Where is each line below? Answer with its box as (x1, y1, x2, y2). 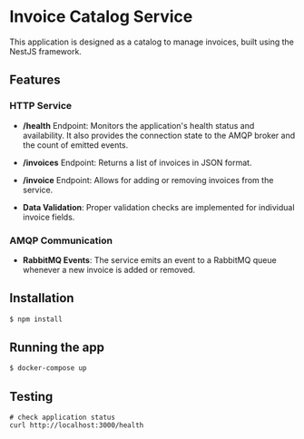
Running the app (9, 340, 104, 355)
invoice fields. (22, 211, 75, 222)
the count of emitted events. (22, 139, 129, 151)
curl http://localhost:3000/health (9, 421, 144, 430)
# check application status (9, 413, 116, 423)
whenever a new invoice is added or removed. (22, 264, 196, 275)
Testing (9, 388, 54, 405)
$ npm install (9, 315, 64, 324)
